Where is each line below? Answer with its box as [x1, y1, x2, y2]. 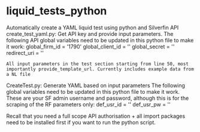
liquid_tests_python [6, 4, 107, 18]
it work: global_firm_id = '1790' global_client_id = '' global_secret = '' [6, 43, 175, 50]
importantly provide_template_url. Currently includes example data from [6, 66, 195, 72]
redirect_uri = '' [6, 49, 44, 56]
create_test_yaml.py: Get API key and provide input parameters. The [6, 30, 174, 37]
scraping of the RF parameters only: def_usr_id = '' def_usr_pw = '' [6, 100, 171, 108]
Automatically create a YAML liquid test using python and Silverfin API [6, 24, 179, 31]
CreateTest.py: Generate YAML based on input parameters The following [6, 82, 186, 89]
